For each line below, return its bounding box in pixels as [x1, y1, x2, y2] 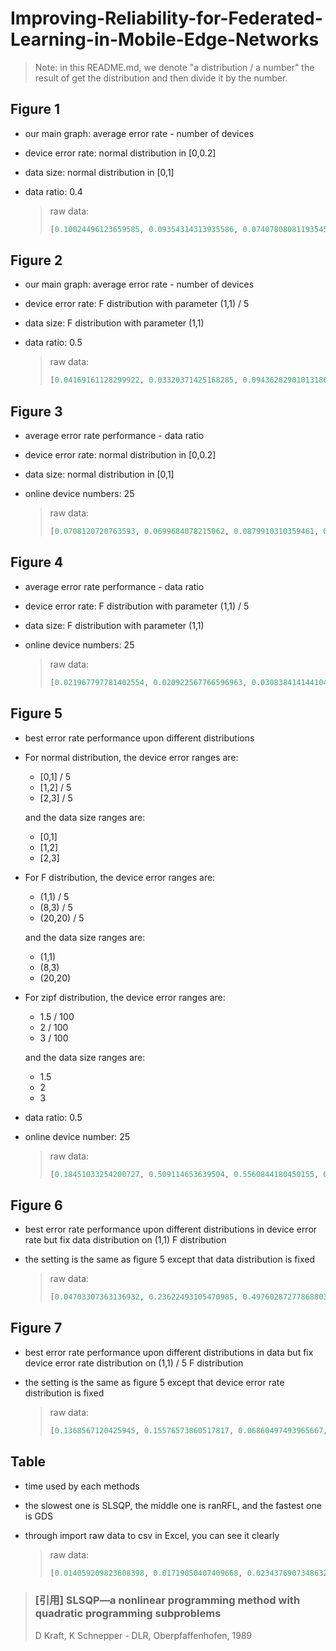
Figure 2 [10, 252, 63, 269]
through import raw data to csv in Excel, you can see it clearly [24, 1529, 280, 1541]
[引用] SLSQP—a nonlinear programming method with [34, 1593, 301, 1607]
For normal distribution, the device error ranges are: [24, 751, 239, 763]
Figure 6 [10, 1197, 63, 1214]
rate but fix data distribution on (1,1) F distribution [24, 1234, 227, 1246]
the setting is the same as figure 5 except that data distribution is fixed [24, 1253, 315, 1266]
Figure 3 [10, 403, 63, 420]
